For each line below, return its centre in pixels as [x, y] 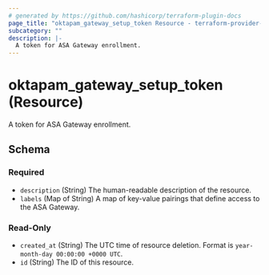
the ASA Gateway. [50, 207]
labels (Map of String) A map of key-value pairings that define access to [140, 198]
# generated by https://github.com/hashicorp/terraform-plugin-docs [125, 16]
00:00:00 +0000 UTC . [89, 254]
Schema [29, 150]
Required [26, 172]
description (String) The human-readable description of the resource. [136, 190]
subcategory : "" [35, 30]
